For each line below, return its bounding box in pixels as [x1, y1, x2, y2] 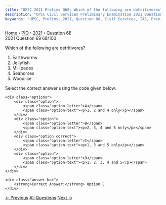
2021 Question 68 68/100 [5, 35, 57, 41]
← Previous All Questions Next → [5, 195, 73, 201]
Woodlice [12, 75, 32, 82]
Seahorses [12, 70, 35, 76]
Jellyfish [12, 60, 30, 66]
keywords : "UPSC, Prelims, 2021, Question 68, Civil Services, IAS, [5, 16, 149, 21]
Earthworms [12, 55, 38, 61]
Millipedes [12, 65, 34, 71]
